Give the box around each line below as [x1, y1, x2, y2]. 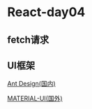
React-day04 [7, 4, 86, 20]
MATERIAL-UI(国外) [7, 94, 63, 103]
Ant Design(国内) [7, 80, 56, 88]
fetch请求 [7, 34, 49, 45]
